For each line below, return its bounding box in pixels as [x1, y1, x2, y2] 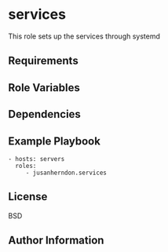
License [8, 190, 48, 203]
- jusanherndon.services [25, 169, 108, 177]
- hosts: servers [8, 155, 65, 163]
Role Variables [8, 81, 80, 94]
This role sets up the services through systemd [8, 31, 161, 41]
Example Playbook [8, 134, 100, 148]
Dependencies [8, 108, 81, 121]
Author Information [8, 234, 104, 247]
